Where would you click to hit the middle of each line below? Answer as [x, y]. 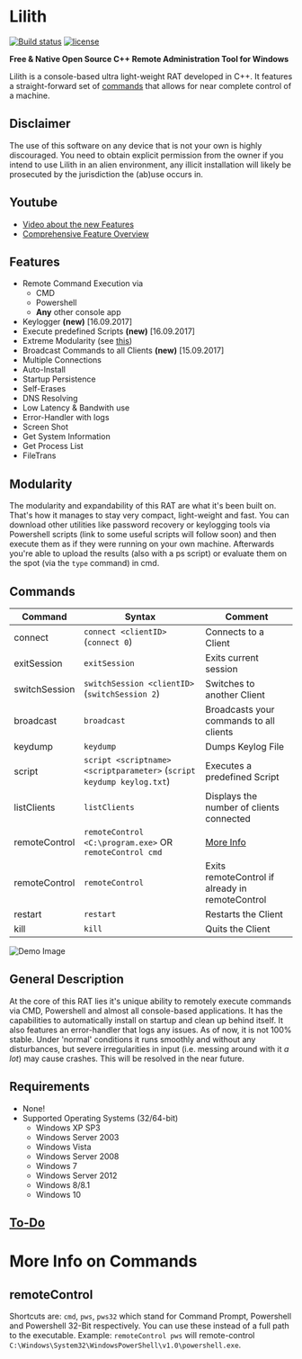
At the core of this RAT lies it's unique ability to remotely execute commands [151, 1001]
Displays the [231, 796]
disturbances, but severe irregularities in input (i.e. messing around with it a [149, 1048]
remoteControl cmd [123, 852]
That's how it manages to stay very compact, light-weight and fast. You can [149, 516]
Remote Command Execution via [83, 283]
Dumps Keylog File [245, 747]
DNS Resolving [50, 399]
